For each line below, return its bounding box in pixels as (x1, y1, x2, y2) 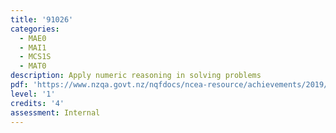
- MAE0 (19, 33, 47, 43)
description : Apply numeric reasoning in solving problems (10, 71, 262, 81)
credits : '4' (10, 98, 65, 108)
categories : (10, 24, 60, 34)
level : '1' (10, 89, 56, 99)
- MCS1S (19, 52, 52, 62)
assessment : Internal (10, 107, 101, 118)
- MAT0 (19, 61, 47, 71)
